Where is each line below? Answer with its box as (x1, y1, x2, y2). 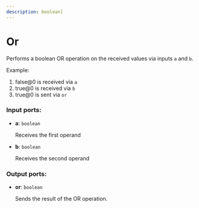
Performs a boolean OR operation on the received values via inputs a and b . (6, 55, 194, 62)
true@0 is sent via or (14, 91, 68, 98)
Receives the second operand (14, 154, 90, 162)
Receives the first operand (14, 131, 81, 139)
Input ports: (6, 106, 42, 115)
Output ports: (6, 169, 47, 178)
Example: (6, 66, 30, 74)
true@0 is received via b (14, 84, 75, 92)
